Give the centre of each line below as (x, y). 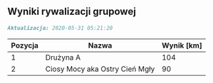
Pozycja (25, 45)
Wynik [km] (182, 45)
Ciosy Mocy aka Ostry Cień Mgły (100, 69)
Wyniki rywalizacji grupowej (72, 12)
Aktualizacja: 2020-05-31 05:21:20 (60, 28)
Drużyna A (63, 57)
